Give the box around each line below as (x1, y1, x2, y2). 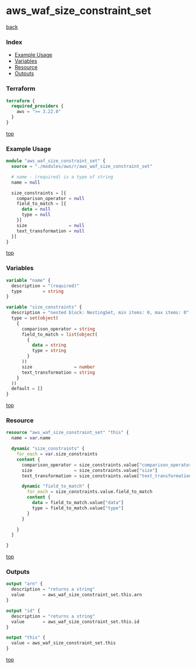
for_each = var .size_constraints (16, 451, 98, 457)
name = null (11, 180, 41, 185)
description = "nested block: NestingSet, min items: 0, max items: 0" (11, 310, 190, 316)
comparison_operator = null (16, 195, 85, 201)
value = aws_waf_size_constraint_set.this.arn (11, 592, 142, 598)
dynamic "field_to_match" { (21, 484, 90, 489)
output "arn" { (6, 581, 43, 587)
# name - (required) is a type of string (11, 174, 114, 180)
